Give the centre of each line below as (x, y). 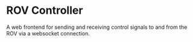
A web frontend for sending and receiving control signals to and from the (97, 27)
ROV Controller (45, 10)
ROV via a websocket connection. (48, 33)
